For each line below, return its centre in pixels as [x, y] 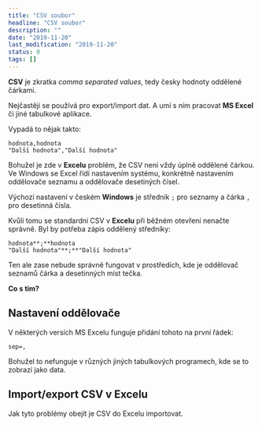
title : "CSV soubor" [42, 15]
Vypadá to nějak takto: [44, 129]
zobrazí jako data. [37, 369]
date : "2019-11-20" [40, 37]
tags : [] [22, 60]
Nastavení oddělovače [64, 313]
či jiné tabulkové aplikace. [50, 113]
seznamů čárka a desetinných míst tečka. [76, 273]
